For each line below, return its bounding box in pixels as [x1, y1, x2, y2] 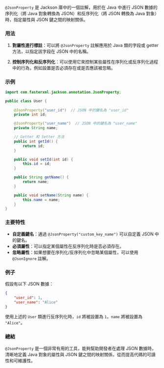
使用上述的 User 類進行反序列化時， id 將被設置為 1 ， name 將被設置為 [5, 314, 143, 320]
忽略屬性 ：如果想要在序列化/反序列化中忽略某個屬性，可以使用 [12, 249, 139, 255]
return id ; [23, 143, 45, 148]
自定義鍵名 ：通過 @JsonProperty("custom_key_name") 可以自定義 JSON [12, 231, 154, 237]
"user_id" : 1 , [14, 295, 43, 300]
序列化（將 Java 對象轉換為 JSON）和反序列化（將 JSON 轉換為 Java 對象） [5, 11, 159, 17]
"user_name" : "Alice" [14, 299, 58, 305]
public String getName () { [14, 175, 69, 180]
